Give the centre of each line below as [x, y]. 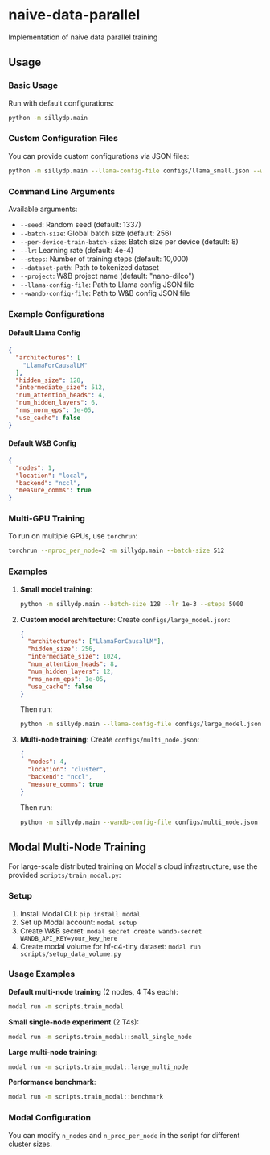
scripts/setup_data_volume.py [71, 954]
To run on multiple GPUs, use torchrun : [73, 536]
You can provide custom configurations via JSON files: [99, 156]
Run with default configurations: [61, 103]
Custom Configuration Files [63, 139]
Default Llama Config [45, 333]
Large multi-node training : [53, 1052]
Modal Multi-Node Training [78, 847]
